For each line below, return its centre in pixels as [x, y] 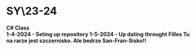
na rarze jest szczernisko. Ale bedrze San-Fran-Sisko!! [77, 40]
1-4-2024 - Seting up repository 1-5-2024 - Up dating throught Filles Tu [98, 34]
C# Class [18, 28]
